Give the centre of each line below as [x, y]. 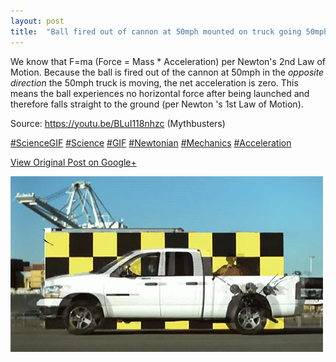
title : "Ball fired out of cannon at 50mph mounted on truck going [156, 31]
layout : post [37, 21]
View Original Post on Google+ [73, 162]
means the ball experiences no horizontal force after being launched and [160, 93]
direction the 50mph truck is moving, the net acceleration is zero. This [154, 82]
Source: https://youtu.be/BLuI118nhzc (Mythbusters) [118, 123]
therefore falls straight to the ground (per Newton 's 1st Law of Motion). [157, 104]
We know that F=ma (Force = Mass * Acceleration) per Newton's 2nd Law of [168, 61]
